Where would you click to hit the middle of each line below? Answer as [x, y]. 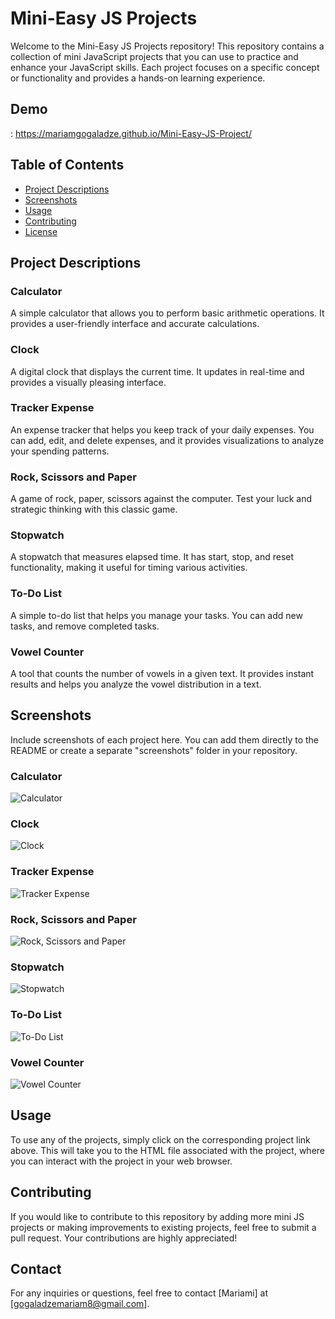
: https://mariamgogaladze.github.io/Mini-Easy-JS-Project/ [131, 133]
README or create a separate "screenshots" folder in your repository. [154, 750]
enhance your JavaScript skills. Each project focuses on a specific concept [165, 67]
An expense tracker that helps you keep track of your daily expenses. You [162, 429]
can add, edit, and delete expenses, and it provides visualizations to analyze [167, 440]
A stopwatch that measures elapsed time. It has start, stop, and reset [152, 557]
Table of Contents [67, 165]
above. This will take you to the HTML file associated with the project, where [168, 1150]
